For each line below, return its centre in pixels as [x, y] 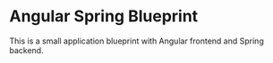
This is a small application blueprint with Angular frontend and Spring [136, 41]
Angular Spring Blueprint [104, 16]
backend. [26, 50]
